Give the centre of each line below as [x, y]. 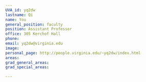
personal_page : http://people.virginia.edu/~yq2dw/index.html [73, 53]
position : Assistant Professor [39, 29]
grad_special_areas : [27, 67]
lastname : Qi [19, 15]
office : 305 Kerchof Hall [33, 34]
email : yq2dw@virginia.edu [34, 44]
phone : [12, 39]
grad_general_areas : [27, 63]
